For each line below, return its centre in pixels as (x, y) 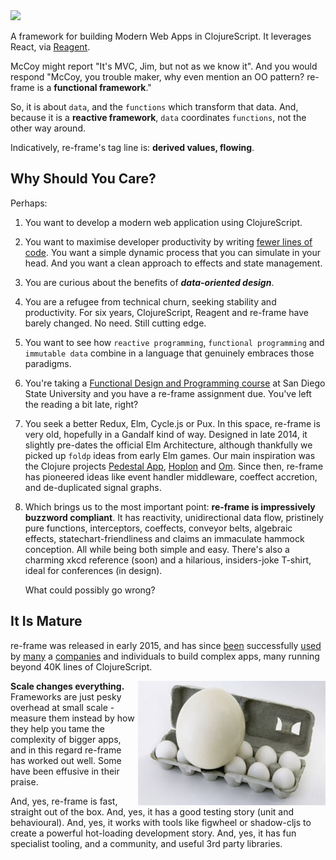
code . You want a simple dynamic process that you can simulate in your (172, 252)
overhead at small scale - (62, 707)
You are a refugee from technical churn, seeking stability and (150, 301)
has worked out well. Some (66, 760)
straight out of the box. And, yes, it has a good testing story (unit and (152, 811)
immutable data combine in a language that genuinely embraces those (169, 353)
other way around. (48, 128)
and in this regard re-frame (66, 750)
